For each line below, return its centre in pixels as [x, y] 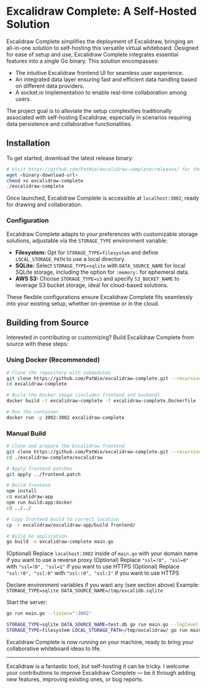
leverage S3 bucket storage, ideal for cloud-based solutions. [92, 285]
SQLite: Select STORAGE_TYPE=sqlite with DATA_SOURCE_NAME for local [100, 265]
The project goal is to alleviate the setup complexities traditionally [89, 111]
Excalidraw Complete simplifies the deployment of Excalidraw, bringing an [100, 41]
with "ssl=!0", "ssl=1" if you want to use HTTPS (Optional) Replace [93, 567]
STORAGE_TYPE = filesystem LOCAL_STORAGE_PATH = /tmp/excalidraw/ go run [97, 631]
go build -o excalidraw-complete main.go [60, 542]
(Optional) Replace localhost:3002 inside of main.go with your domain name [102, 553]
